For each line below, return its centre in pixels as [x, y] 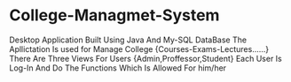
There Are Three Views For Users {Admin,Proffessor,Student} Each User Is [145, 58]
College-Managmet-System [114, 15]
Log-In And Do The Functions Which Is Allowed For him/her [118, 68]
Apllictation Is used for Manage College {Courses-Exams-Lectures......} [139, 48]
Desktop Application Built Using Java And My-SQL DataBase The [128, 40]
